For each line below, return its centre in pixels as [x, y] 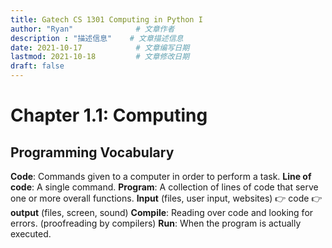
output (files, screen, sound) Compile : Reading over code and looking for [162, 212]
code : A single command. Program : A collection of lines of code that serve [164, 187]
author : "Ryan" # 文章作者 [92, 29]
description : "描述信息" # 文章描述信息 [97, 38]
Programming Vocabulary [92, 152]
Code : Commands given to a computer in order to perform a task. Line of [161, 176]
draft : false [37, 66]
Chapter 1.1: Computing [109, 115]
